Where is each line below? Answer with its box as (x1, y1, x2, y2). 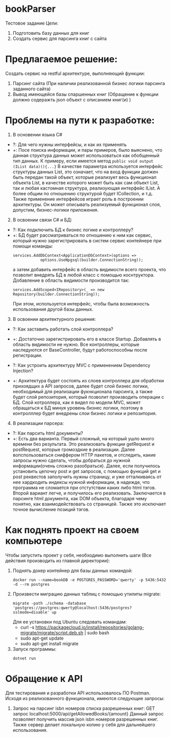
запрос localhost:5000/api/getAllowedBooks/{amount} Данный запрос (12, 710, 164, 716)
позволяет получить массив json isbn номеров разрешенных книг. (12, 716, 159, 722)
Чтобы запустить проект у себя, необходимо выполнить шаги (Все (5, 552, 152, 558)
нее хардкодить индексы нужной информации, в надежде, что (12, 479, 150, 485)
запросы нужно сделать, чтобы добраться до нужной (12, 457, 130, 463)
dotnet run (12, 656, 36, 661)
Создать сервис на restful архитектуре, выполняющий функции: (5, 70, 145, 76)
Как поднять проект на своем (5, 524, 139, 536)
